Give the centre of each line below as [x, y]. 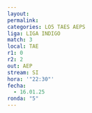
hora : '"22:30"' [31, 79]
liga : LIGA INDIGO [34, 33]
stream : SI [23, 72]
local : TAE [23, 46]
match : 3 [20, 40]
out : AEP [20, 66]
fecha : [17, 86]
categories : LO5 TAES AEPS [46, 27]
